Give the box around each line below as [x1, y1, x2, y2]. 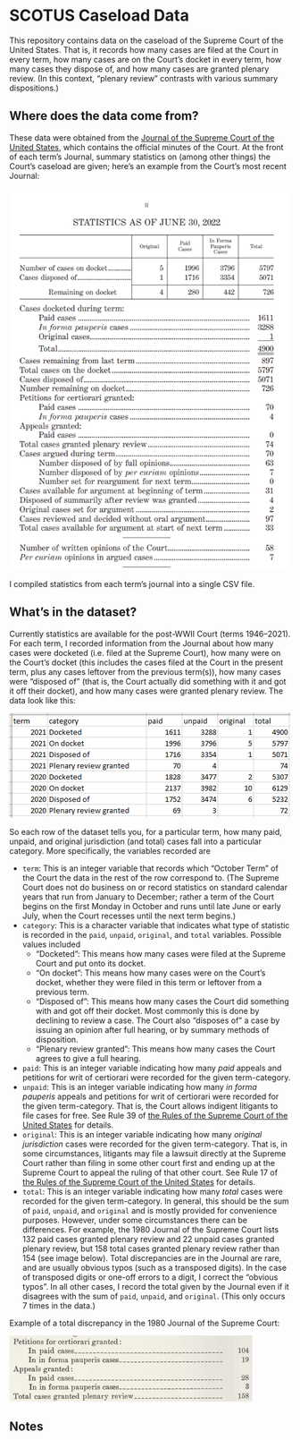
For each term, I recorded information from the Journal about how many [9, 637, 274, 649]
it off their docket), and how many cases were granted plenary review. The [9, 686, 284, 696]
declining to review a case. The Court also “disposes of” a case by [35, 1015, 280, 1026]
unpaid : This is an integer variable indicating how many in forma [21, 1081, 257, 1092]
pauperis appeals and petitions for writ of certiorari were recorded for [21, 1091, 279, 1102]
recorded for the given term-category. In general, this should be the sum [21, 1196, 290, 1206]
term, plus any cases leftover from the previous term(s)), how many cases [9, 666, 281, 677]
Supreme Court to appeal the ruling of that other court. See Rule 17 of [21, 1167, 279, 1178]
